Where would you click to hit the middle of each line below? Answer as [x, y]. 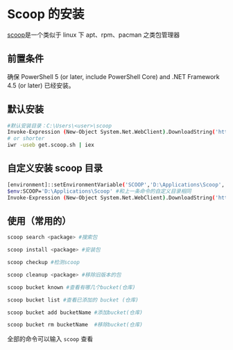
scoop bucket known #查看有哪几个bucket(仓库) [71, 287]
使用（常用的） [39, 221]
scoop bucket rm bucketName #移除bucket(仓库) [75, 325]
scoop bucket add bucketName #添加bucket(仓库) [75, 313]
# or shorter [26, 139]
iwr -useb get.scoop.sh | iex [51, 145]
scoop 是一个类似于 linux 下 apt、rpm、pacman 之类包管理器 [94, 35]
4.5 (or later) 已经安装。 [41, 85]
